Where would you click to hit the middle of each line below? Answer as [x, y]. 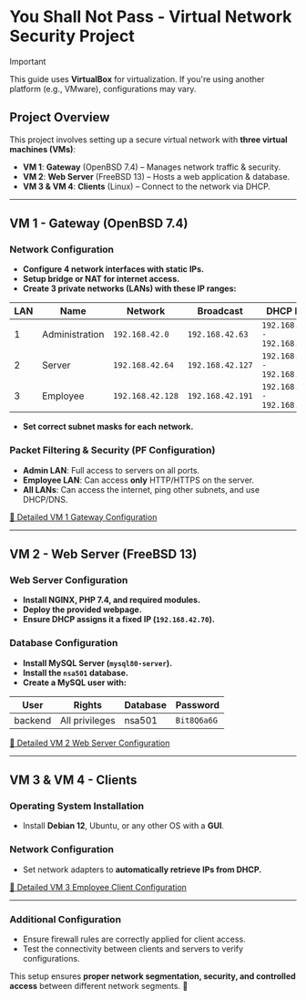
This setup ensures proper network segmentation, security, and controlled [153, 976]
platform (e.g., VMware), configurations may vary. [103, 89]
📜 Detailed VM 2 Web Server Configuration [90, 743]
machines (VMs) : [42, 149]
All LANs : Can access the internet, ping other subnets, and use [141, 489]
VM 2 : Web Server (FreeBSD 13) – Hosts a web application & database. [156, 176]
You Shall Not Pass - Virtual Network [151, 17]
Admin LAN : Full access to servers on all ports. [111, 470]
